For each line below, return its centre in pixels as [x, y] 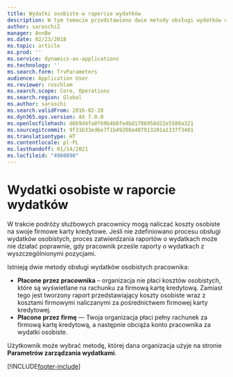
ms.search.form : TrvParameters [52, 72]
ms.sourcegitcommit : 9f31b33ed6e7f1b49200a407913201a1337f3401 [101, 130]
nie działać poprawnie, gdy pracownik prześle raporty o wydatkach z [106, 246]
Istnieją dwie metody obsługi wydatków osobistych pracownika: [98, 267]
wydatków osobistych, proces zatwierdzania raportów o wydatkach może [112, 238]
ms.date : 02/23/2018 [37, 40]
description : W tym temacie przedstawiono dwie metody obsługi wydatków [114, 20]
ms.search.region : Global [44, 98]
